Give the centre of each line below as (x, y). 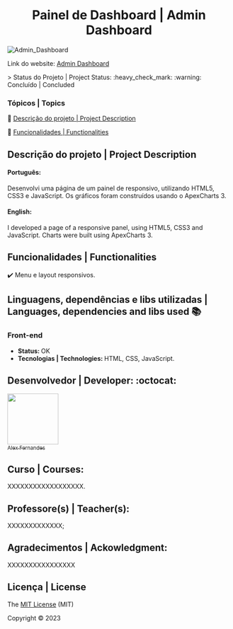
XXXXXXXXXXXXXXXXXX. (46, 486)
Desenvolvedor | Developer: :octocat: (92, 380)
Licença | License (47, 587)
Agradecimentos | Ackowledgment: (87, 548)
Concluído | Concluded (41, 84)
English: (19, 212)
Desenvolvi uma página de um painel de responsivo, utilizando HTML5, (111, 188)
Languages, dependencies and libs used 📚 (104, 312)
